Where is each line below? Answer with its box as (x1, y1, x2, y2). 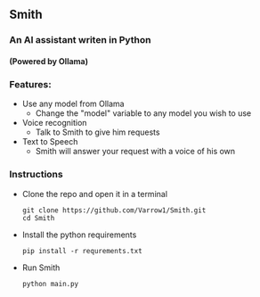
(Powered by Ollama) (9, 55, 89, 66)
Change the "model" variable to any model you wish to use (35, 108, 252, 119)
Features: (9, 78, 52, 90)
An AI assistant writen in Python (9, 34, 151, 46)
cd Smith (21, 213, 55, 222)
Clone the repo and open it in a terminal (21, 188, 167, 199)
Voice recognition (21, 118, 87, 128)
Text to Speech (21, 136, 78, 147)
